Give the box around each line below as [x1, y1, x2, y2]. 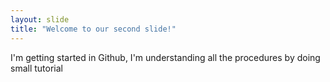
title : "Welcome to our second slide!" [10, 24, 177, 34]
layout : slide [10, 14, 70, 25]
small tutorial [10, 62, 63, 74]
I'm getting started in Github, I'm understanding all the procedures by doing [10, 51, 321, 63]
